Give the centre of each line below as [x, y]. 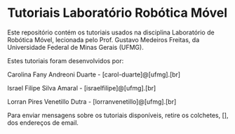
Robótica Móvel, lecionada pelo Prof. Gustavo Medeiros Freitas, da [103, 39]
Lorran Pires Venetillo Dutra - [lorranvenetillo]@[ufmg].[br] [92, 101]
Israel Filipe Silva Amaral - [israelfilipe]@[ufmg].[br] [82, 88]
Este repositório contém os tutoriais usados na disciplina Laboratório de [111, 32]
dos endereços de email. [43, 122]
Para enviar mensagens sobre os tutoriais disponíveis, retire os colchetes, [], [118, 115]
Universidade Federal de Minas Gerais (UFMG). [75, 47]
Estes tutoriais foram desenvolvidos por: [66, 60]
